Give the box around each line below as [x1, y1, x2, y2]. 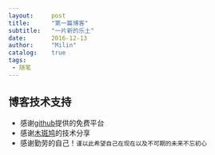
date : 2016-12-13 [8, 34, 88, 42]
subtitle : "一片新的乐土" [8, 26, 94, 34]
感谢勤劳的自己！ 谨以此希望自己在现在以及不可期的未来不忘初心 [19, 137, 208, 148]
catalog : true [8, 49, 66, 57]
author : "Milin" [8, 42, 78, 50]
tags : [8, 57, 26, 65]
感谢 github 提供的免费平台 [19, 117, 105, 128]
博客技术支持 [8, 95, 72, 109]
